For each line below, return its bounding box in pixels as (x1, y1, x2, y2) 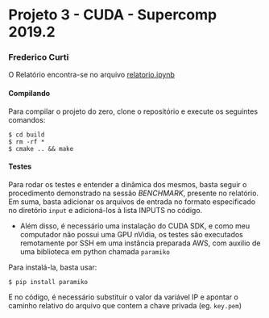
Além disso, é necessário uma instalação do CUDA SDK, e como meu (19, 220, 250, 231)
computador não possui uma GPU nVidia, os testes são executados (19, 229, 244, 239)
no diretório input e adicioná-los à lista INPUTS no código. (8, 205, 203, 215)
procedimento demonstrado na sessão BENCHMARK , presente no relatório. (8, 188, 259, 198)
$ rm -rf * (8, 137, 45, 146)
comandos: (8, 115, 46, 124)
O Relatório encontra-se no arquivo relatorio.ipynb (8, 70, 176, 80)
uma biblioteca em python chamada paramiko (19, 246, 171, 256)
